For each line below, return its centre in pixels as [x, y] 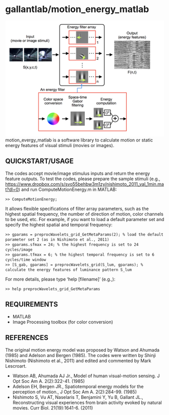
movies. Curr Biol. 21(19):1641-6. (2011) [53, 408]
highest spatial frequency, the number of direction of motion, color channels [84, 214]
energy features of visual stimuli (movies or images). [60, 146]
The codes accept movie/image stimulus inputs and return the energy [78, 173]
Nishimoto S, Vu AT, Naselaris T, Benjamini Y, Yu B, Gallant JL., [78, 397]
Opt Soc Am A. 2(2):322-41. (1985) [48, 381]
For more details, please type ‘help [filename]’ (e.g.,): [60, 279]
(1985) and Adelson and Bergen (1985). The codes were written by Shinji [81, 355]
